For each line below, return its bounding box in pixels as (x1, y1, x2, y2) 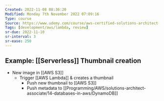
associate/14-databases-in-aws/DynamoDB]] (26, 90, 118, 96)
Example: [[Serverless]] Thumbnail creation (5, 57, 142, 65)
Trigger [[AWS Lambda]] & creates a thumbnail (19, 75, 114, 81)
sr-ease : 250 (5, 39, 32, 44)
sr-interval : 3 (5, 34, 36, 39)
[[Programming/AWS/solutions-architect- (63, 85, 146, 91)
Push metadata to (26, 85, 62, 91)
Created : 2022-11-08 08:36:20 (5, 7, 67, 12)
